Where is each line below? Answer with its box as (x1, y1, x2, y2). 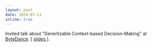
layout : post (5, 7, 33, 13)
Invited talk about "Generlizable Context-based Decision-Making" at (5, 31, 147, 37)
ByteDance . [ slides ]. (5, 36, 50, 42)
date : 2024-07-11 (5, 12, 42, 17)
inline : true (5, 17, 33, 22)
